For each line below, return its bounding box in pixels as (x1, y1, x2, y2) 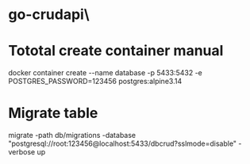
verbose (8, 147, 36, 157)
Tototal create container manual (8, 42, 224, 60)
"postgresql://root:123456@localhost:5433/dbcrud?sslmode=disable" (8, 139, 237, 148)
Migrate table (8, 105, 98, 122)
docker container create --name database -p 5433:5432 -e (8, 68, 202, 78)
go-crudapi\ (8, 6, 90, 24)
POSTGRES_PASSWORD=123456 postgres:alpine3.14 (8, 77, 183, 86)
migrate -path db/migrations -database (8, 131, 137, 140)
